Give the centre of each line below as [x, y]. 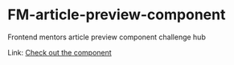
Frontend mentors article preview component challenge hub [107, 37]
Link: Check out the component [60, 52]
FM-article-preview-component [117, 15]
